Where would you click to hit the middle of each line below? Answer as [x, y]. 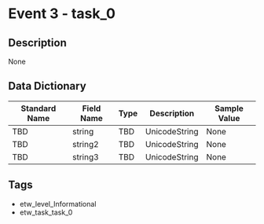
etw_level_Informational [58, 204]
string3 [86, 156]
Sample [229, 108]
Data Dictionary [47, 86]
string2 [86, 144]
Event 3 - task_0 [62, 14]
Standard [38, 108]
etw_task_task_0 [46, 212]
